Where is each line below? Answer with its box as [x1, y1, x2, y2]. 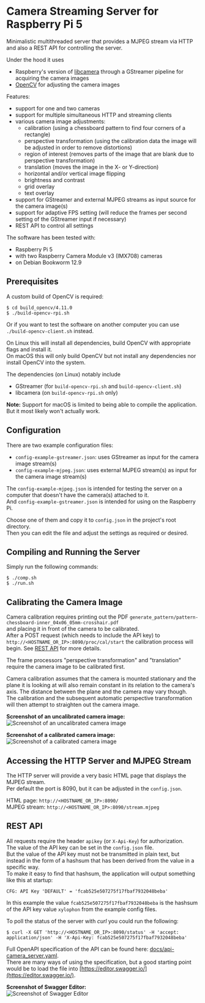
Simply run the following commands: [6, 563, 99, 571]
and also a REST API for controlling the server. [6, 44, 123, 51]
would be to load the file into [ [6, 964, 82, 972]
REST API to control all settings [15, 222, 94, 229]
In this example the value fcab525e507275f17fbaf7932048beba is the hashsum [6, 899, 198, 906]
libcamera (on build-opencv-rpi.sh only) [15, 389, 118, 396]
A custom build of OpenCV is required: [6, 292, 104, 300]
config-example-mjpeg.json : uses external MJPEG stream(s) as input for [15, 466, 197, 473]
